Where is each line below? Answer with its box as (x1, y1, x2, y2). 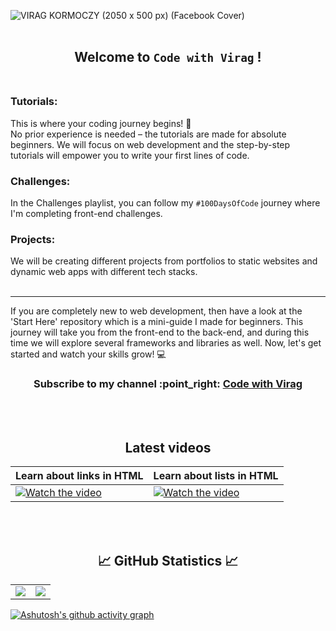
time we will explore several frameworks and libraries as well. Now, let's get (10, 337, 322, 349)
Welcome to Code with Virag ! (74, 49, 262, 66)
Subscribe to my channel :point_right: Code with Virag (33, 377, 303, 391)
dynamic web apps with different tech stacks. (10, 266, 198, 278)
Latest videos (124, 439, 212, 456)
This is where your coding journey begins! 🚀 (10, 117, 192, 129)
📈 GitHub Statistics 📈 (97, 552, 239, 569)
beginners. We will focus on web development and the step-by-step (10, 138, 291, 150)
